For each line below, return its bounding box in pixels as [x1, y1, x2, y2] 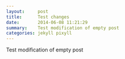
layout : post [6, 8, 49, 15]
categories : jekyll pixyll [6, 30, 72, 36]
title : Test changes [6, 14, 69, 20]
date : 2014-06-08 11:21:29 [6, 19, 88, 25]
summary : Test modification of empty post [6, 25, 119, 31]
